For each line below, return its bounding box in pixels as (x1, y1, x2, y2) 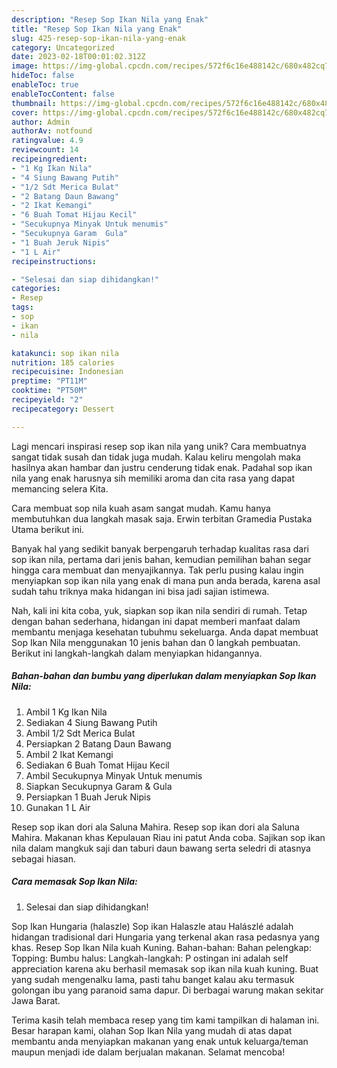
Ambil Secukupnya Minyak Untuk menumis (25, 769, 203, 781)
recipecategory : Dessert (11, 404, 115, 414)
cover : (11, 107, 39, 118)
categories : (11, 284, 61, 294)
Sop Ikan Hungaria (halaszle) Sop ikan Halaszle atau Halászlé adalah (11, 920, 294, 932)
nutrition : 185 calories (11, 357, 115, 368)
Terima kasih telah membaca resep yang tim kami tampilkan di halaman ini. (11, 1014, 320, 1026)
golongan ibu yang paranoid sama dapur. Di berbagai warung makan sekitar (11, 984, 324, 996)
